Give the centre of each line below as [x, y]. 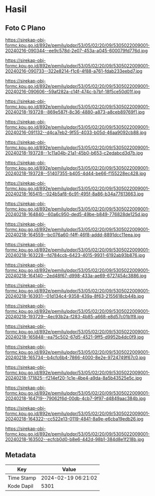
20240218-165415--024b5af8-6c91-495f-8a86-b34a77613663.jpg [74, 194]
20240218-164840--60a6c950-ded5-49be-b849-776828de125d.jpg [76, 214]
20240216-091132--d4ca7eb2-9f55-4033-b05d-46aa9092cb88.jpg [76, 132]
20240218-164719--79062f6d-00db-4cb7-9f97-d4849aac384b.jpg [75, 398]
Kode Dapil [21, 486]
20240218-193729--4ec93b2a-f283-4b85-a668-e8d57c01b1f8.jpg [75, 316]
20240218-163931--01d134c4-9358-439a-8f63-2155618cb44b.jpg [75, 296]
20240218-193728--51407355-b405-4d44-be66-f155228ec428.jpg [76, 173]
